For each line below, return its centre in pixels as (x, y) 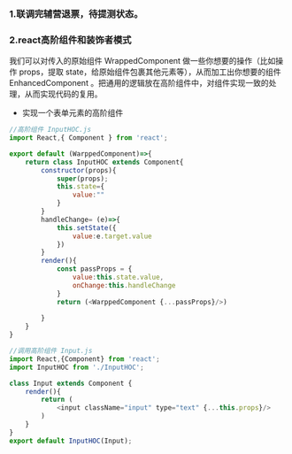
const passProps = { (94, 269)
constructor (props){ (79, 170)
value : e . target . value (112, 236)
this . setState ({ (86, 227)
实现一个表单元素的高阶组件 (73, 113)
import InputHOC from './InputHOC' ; (77, 367)
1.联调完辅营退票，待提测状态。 (76, 13)
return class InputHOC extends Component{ (104, 162)
